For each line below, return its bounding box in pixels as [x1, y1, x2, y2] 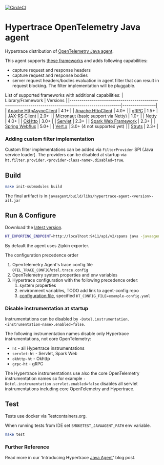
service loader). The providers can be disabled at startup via [5, 152, 127, 158]
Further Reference [5, 444, 50, 450]
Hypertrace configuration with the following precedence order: [12, 277, 139, 283]
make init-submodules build [5, 184, 62, 189]
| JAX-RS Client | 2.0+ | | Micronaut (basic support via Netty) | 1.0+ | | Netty [5, 113, 157, 119]
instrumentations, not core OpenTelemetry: [5, 336, 91, 341]
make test [5, 432, 25, 437]
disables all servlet [100, 380, 138, 386]
